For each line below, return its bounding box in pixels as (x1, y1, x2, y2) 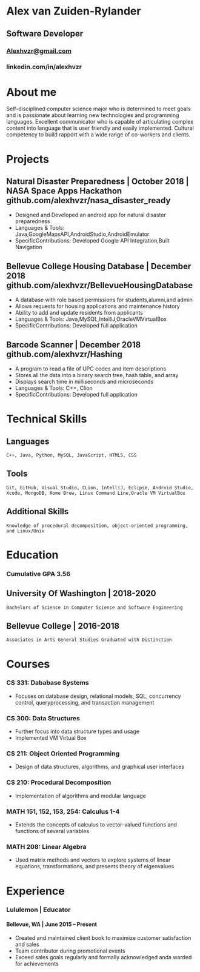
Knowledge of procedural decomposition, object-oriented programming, (6, 523, 188, 529)
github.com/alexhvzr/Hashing (6, 349, 122, 359)
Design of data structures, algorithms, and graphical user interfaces (15, 763, 185, 771)
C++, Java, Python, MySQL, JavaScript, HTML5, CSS (6, 452, 137, 458)
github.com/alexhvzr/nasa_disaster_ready (6, 195, 171, 206)
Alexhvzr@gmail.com (6, 47, 72, 55)
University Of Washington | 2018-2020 (6, 588, 156, 598)
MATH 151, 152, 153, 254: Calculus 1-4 (6, 807, 120, 816)
